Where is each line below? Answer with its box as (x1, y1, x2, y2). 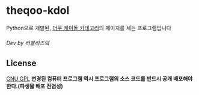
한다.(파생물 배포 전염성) (6, 82, 63, 90)
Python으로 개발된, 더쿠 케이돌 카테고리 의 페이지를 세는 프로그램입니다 (6, 24, 171, 31)
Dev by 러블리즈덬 (6, 39, 50, 46)
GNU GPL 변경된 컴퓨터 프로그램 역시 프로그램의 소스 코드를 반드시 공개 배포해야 (6, 75, 193, 82)
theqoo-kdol (6, 4, 70, 17)
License (6, 58, 37, 69)
